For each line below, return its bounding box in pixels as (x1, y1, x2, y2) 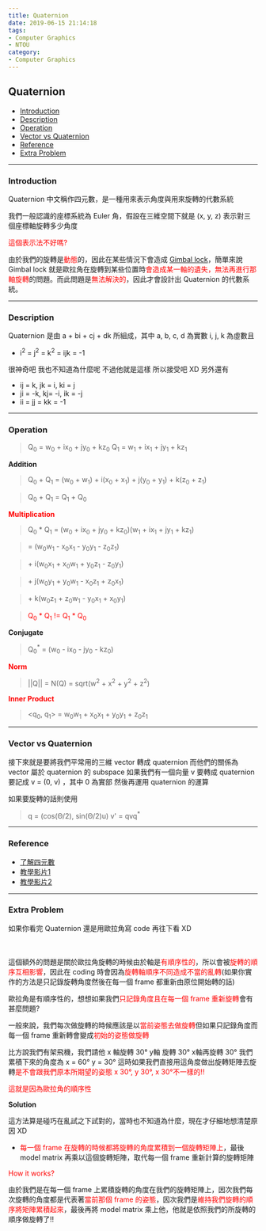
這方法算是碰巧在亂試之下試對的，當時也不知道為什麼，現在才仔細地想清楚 (8, 1115, 251, 1125)
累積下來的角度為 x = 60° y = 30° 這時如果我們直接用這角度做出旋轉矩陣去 (8, 1057, 250, 1066)
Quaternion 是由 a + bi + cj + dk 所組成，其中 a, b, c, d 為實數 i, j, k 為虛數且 (8, 331, 255, 340)
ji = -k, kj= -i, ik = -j (19, 389, 83, 398)
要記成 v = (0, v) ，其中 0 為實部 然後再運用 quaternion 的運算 (8, 777, 210, 786)
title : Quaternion (8, 11, 69, 20)
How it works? (8, 1168, 55, 1178)
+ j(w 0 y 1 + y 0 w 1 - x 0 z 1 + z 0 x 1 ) (27, 576, 124, 587)
